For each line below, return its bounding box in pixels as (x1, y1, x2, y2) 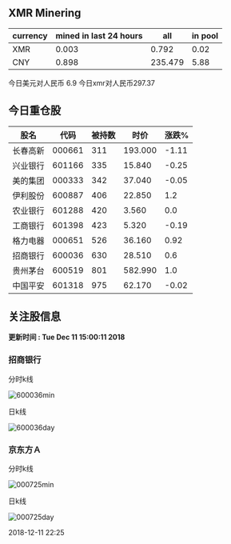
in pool (191, 30, 218, 41)
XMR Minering (8, 6, 82, 20)
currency (12, 30, 48, 41)
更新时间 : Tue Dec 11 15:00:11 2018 (8, 332, 125, 342)
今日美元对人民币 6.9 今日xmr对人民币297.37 (8, 78, 156, 87)
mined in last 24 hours (55, 30, 143, 41)
